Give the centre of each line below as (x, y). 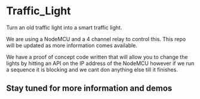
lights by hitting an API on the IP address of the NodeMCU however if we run (100, 63)
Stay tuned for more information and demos (89, 89)
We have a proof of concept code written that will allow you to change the (97, 57)
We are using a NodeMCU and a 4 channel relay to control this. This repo (96, 39)
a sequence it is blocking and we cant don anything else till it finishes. (92, 69)
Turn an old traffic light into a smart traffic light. (64, 27)
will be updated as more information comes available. (72, 45)
